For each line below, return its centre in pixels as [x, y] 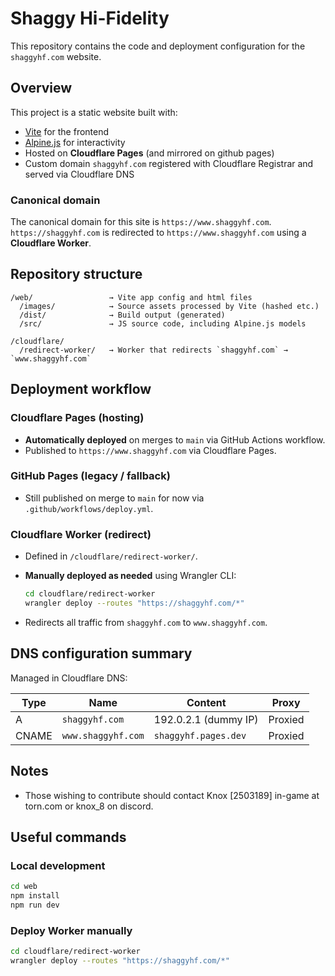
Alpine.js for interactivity [75, 142]
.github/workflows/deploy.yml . [89, 508]
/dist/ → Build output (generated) [122, 315]
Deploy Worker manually [71, 930]
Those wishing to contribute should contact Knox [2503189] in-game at [172, 795]
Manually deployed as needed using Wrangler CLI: [130, 576]
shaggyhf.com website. [56, 56]
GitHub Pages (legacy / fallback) [90, 476]
